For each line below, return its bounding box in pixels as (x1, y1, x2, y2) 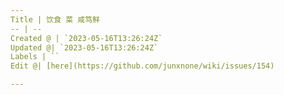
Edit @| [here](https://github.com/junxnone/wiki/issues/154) (10, 61, 275, 71)
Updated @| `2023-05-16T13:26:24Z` (10, 42, 159, 53)
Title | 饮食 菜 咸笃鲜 (10, 14, 100, 25)
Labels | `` (10, 52, 60, 62)
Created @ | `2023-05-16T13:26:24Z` (10, 33, 163, 43)
